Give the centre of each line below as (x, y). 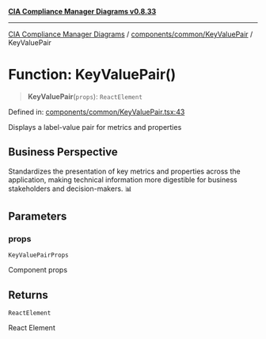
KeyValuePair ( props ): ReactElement (85, 96)
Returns (28, 295)
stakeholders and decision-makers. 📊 (70, 189)
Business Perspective (63, 152)
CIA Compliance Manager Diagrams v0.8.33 (82, 11)
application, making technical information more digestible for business (123, 179)
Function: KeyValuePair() (92, 75)
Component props (38, 270)
